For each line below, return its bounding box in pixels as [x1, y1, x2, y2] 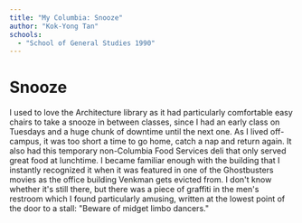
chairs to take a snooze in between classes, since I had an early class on [9, 116, 280, 127]
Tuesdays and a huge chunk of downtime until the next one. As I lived [9, 126, 269, 137]
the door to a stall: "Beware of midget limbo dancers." [9, 203, 210, 214]
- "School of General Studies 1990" [17, 38, 156, 48]
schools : [9, 30, 42, 39]
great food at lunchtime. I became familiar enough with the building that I [9, 155, 280, 166]
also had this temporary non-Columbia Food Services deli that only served [9, 145, 287, 156]
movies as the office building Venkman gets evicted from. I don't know [9, 174, 272, 185]
